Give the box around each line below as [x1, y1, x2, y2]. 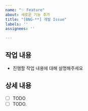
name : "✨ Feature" [5, 7, 45, 13]
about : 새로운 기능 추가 [5, 12, 51, 17]
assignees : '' [5, 26, 35, 31]
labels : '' [5, 21, 28, 27]
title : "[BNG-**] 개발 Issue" [5, 17, 67, 22]
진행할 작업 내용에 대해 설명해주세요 [12, 65, 83, 71]
